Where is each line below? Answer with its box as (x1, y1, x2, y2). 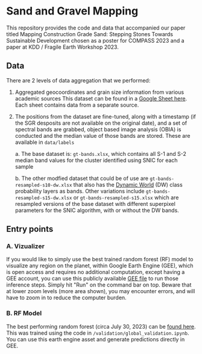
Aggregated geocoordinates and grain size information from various (14, 88, 185, 96)
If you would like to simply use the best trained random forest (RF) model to (6, 256, 194, 263)
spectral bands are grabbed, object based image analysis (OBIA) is (14, 125, 181, 133)
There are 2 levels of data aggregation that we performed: (6, 76, 151, 84)
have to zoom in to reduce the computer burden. (6, 294, 127, 302)
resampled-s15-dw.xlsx (14, 194, 72, 201)
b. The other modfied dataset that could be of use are (14, 175, 149, 182)
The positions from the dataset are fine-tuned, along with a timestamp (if (14, 113, 196, 120)
